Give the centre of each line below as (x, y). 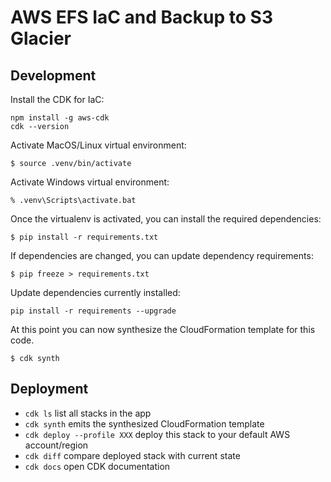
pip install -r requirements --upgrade (93, 311)
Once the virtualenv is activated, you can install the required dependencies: (166, 219)
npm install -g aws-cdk (60, 118)
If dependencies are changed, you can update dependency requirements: (162, 255)
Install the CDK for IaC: (57, 99)
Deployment (49, 389)
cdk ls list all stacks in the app (88, 413)
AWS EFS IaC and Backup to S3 (141, 17)
